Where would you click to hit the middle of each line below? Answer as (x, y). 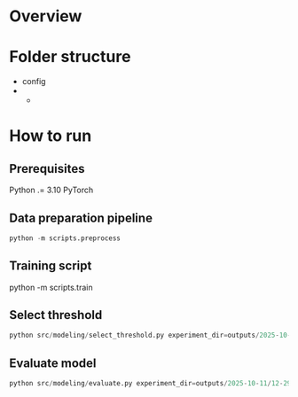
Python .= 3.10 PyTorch (51, 190)
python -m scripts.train (51, 287)
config (34, 82)
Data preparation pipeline (81, 218)
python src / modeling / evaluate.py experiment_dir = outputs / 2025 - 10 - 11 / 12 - (146, 384)
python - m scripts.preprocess (65, 238)
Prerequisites (47, 169)
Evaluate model (53, 363)
